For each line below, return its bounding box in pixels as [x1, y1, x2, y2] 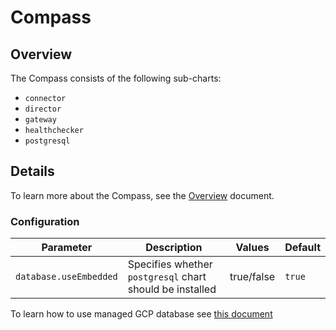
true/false [229, 270, 276, 284]
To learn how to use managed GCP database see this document [10, 308, 273, 320]
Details [10, 163, 55, 180]
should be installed [127, 282, 217, 296]
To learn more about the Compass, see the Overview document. [10, 189, 275, 201]
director [24, 104, 62, 114]
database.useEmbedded [15, 271, 118, 283]
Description [145, 241, 203, 255]
